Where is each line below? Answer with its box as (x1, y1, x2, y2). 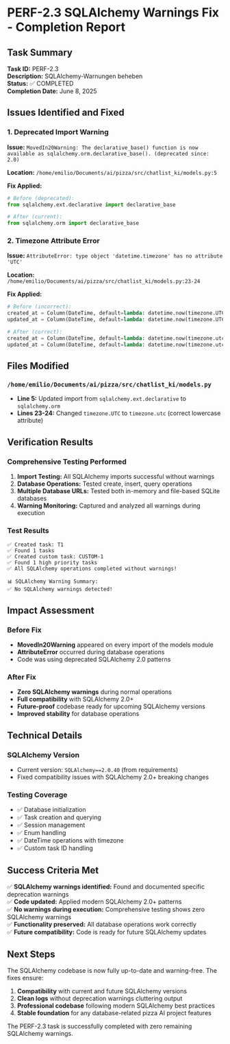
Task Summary (7, 47, 73, 58)
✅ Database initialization (16, 806, 87, 814)
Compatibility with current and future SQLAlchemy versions (16, 987, 187, 995)
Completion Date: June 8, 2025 (7, 87, 97, 95)
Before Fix (7, 625, 42, 634)
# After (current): (7, 214, 63, 221)
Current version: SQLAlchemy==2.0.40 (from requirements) (16, 766, 179, 774)
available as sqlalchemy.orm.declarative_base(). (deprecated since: (7, 150, 210, 157)
